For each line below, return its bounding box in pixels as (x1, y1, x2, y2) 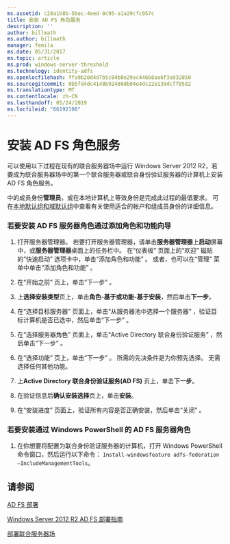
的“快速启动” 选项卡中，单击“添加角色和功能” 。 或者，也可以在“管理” (16, 255, 212, 263)
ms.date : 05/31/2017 (7, 49, 66, 56)
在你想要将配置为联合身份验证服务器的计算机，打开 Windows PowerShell (16, 442, 222, 450)
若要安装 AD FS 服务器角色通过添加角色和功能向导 (7, 220, 172, 230)
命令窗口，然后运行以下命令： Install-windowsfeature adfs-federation (16, 451, 220, 459)
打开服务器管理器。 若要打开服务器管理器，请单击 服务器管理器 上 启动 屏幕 (16, 238, 223, 246)
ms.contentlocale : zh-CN (7, 93, 78, 100)
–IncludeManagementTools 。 (16, 459, 94, 467)
